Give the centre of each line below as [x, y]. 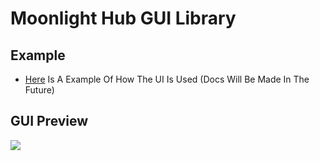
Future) [39, 90]
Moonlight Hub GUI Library [123, 18]
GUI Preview [49, 121]
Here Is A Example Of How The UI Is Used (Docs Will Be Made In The [167, 79]
